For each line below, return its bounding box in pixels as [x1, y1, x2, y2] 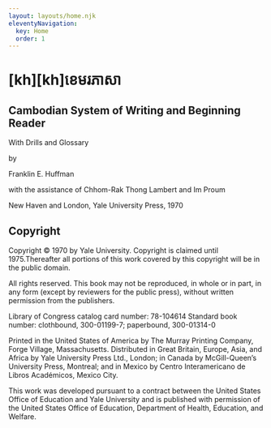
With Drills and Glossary [8, 138, 89, 148]
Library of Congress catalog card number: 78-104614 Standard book [8, 311, 238, 321]
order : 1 [15, 34, 45, 43]
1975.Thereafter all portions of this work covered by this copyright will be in [8, 255, 260, 264]
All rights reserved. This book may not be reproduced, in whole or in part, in [8, 279, 262, 289]
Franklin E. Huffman [8, 169, 75, 179]
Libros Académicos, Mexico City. [8, 370, 119, 380]
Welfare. [8, 412, 37, 422]
